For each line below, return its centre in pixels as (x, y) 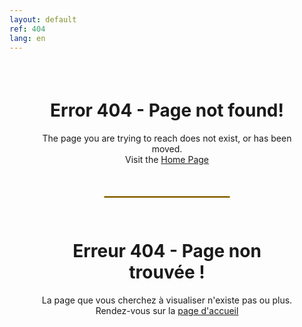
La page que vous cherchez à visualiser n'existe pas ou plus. (167, 300)
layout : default (43, 19)
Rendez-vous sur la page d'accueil (167, 311)
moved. (167, 148)
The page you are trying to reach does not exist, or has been (167, 138)
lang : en (27, 38)
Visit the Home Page (167, 159)
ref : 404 (27, 29)
